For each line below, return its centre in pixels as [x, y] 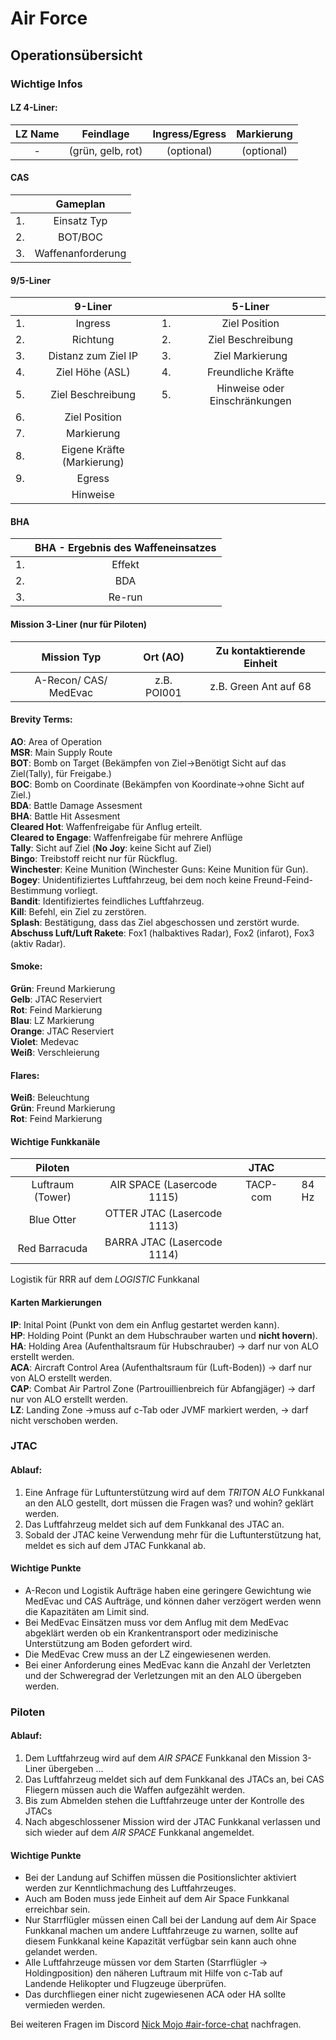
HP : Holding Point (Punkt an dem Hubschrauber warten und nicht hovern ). [164, 1335]
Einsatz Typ [80, 220]
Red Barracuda [52, 1249]
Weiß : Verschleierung [55, 1052]
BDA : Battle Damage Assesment [76, 805]
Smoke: [26, 966]
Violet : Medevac [44, 1041]
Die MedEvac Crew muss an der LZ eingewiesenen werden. [148, 1654]
